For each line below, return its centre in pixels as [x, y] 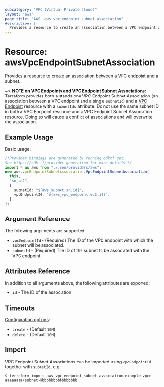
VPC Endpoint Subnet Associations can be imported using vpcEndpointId [78, 362]
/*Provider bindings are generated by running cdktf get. [65, 158]
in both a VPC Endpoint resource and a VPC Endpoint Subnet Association [79, 112]
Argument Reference [38, 219]
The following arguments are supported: [46, 231]
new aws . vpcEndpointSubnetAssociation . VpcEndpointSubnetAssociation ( [77, 172]
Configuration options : [28, 319]
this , [15, 176]
